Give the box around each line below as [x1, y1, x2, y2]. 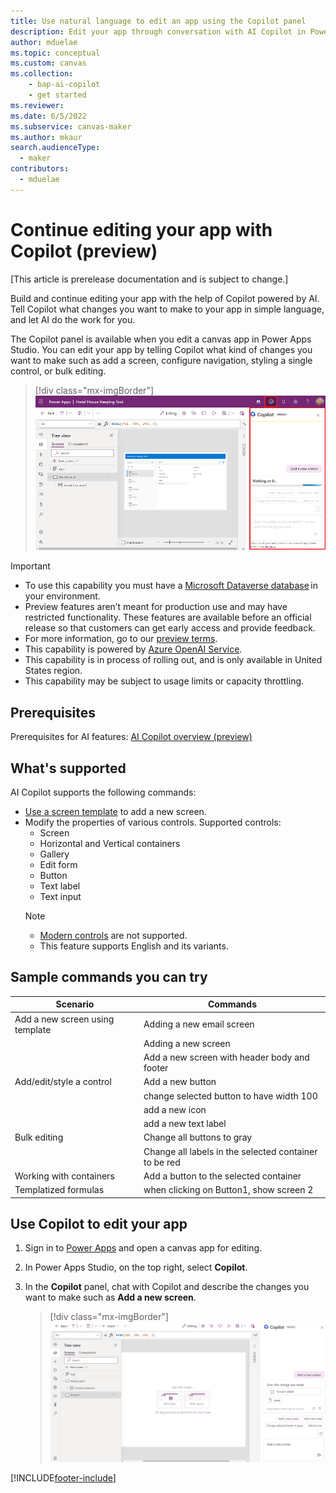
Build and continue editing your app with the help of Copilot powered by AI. [10, 292, 320, 304]
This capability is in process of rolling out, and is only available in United [24, 654, 323, 666]
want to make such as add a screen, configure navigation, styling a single [10, 354, 313, 366]
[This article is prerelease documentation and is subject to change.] [10, 273, 289, 285]
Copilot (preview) [10, 240, 158, 262]
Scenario [55, 998, 95, 1010]
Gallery [39, 848, 70, 860]
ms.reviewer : [10, 100, 65, 110]
